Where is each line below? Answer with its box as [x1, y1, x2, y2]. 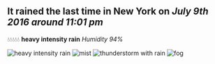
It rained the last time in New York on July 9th [7, 6, 209, 17]
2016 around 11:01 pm [7, 17, 103, 29]
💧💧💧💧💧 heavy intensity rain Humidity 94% [7, 35, 124, 43]
